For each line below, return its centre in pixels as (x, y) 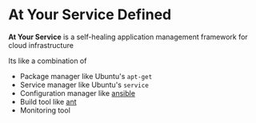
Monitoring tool (45, 110)
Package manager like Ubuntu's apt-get (86, 76)
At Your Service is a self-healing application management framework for (128, 37)
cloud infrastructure (41, 45)
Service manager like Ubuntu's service (84, 85)
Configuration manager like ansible (78, 93)
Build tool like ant (48, 101)
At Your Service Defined (90, 15)
